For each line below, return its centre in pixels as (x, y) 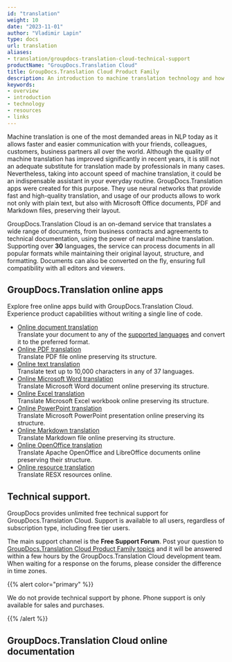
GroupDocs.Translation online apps (86, 290)
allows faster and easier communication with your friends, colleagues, (107, 144)
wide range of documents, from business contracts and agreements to (108, 231)
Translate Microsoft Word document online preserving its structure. (113, 387)
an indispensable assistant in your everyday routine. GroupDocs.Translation (115, 180)
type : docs (23, 40)
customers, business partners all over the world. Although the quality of (109, 151)
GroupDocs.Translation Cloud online (88, 640)
